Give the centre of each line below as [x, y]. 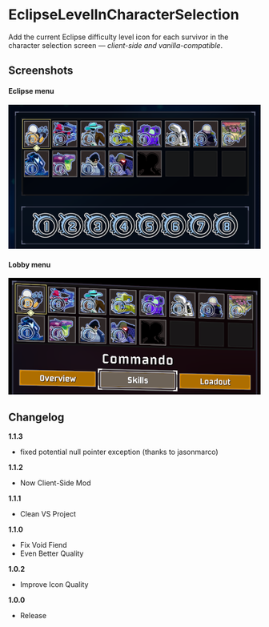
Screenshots [41, 71]
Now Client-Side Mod [55, 483]
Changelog [36, 417]
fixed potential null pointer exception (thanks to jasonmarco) [119, 452]
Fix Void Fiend [43, 545]
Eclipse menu [31, 90]
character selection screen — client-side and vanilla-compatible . [115, 45]
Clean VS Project [48, 513]
